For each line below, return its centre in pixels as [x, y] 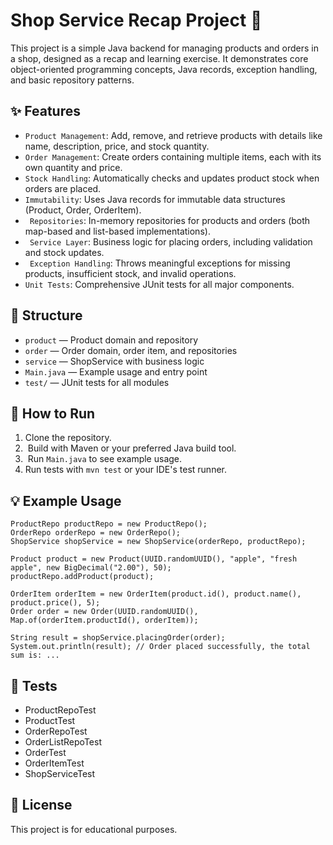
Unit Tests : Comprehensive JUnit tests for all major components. [159, 284]
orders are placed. [63, 188]
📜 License [41, 805]
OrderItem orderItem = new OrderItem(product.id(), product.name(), [156, 594]
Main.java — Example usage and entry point [116, 371]
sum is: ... [35, 655]
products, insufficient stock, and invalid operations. [130, 273]
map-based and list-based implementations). [117, 231]
